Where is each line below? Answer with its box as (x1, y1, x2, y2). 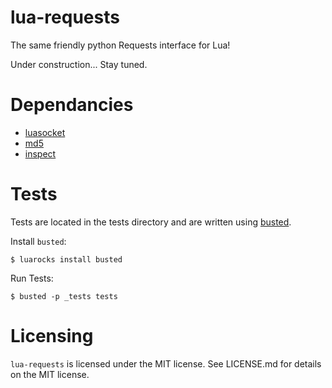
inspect (24, 147, 57, 160)
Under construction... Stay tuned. (10, 58, 148, 70)
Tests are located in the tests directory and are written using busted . (10, 216, 292, 228)
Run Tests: (10, 272, 54, 284)
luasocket (24, 126, 66, 138)
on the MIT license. (10, 368, 90, 380)
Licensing (10, 325, 94, 347)
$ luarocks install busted (10, 254, 123, 265)
